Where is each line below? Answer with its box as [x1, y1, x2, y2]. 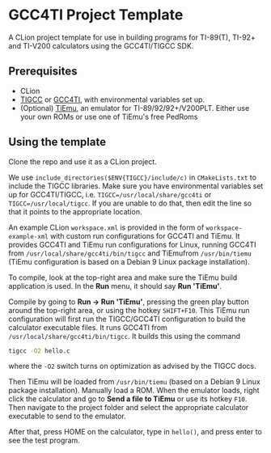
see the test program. [8, 435, 81, 446]
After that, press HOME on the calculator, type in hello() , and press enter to [8, 427, 263, 437]
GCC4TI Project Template [8, 6, 184, 24]
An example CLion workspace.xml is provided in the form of [8, 222, 205, 232]
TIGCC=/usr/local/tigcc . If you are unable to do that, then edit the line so [8, 198, 252, 208]
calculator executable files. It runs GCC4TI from [8, 322, 167, 332]
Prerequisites [8, 65, 78, 78]
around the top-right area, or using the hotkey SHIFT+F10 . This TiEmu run [8, 305, 250, 315]
